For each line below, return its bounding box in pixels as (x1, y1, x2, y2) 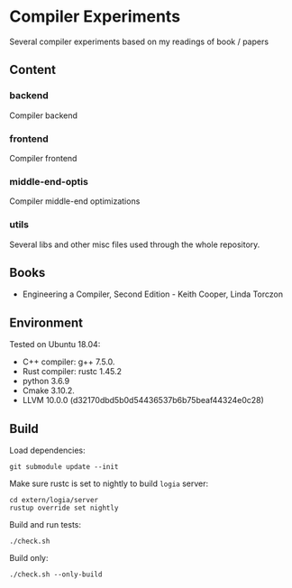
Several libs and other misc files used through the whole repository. (9, 239, 260, 250)
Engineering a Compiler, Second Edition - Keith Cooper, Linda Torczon (22, 289, 284, 299)
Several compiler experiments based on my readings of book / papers (9, 36, 269, 47)
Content (9, 62, 57, 78)
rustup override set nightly (9, 503, 119, 512)
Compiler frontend (9, 152, 78, 163)
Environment (9, 315, 84, 330)
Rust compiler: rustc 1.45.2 (22, 366, 122, 377)
